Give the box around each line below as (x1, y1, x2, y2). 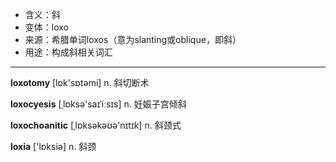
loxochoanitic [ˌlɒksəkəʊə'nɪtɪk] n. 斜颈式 (10, 119, 182, 131)
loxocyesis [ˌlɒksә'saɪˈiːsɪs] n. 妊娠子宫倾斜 (10, 98, 187, 110)
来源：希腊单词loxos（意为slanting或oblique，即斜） (24, 34, 242, 45)
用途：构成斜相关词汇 (24, 46, 113, 58)
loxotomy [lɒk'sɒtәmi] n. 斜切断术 (10, 77, 150, 88)
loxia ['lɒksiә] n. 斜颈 (10, 141, 97, 152)
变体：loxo (24, 21, 69, 33)
